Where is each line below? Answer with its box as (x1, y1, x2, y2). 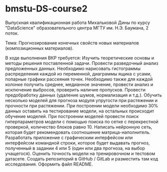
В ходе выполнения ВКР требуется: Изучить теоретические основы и (5, 54, 154, 60)
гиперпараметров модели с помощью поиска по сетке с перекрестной (5, 118, 158, 124)
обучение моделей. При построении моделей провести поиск (5, 113, 139, 119)
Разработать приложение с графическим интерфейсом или (5, 134, 133, 140)
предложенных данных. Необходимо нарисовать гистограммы (5, 65, 141, 71)
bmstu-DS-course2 (5, 3, 87, 14)
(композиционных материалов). (5, 45, 74, 51)
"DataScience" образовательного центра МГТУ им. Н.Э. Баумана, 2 (5, 24, 149, 30)
